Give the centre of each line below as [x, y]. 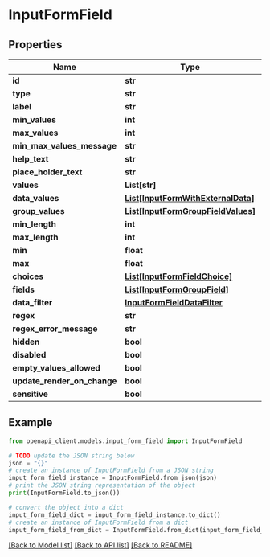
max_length [35, 237]
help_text [31, 159]
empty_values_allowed [56, 368]
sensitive [30, 394]
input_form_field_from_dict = [59, 530]
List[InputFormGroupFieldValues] [190, 211]
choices [28, 276]
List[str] [140, 185]
